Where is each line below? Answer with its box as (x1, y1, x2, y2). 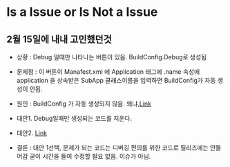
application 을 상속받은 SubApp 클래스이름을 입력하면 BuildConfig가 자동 (16, 77, 216, 84)
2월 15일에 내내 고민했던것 (6, 33, 112, 45)
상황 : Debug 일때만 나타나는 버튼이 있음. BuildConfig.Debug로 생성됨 (16, 53, 207, 61)
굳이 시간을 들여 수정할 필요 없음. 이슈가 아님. (29, 153, 151, 160)
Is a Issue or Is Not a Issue (6, 4, 158, 20)
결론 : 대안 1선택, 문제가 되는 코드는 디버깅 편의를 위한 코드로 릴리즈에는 (16, 144, 209, 152)
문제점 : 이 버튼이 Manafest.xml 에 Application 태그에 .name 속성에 (16, 68, 200, 76)
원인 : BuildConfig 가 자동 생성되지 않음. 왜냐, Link (16, 99, 152, 108)
